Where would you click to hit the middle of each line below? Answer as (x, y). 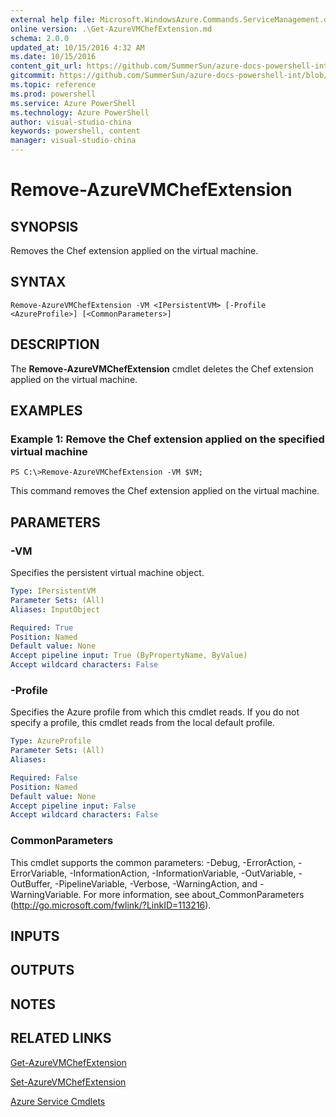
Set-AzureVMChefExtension (68, 1082)
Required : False (44, 777)
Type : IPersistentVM (53, 591)
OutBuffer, (31, 883)
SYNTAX (38, 282)
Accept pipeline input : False (73, 806)
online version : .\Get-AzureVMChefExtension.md (111, 29)
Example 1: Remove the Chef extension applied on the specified (167, 439)
